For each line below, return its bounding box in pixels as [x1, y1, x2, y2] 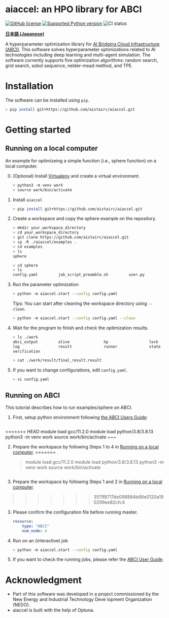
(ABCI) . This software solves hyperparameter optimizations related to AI [5, 46, 156, 52]
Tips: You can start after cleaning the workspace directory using [12, 300, 147, 306]
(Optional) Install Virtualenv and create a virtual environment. [12, 173, 140, 179]
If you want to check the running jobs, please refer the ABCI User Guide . [12, 557, 164, 563]
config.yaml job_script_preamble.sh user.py [12, 272, 145, 278]
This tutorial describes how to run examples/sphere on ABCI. [5, 404, 133, 410]
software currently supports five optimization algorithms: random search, [5, 57, 158, 63]
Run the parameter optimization [12, 282, 79, 288]
